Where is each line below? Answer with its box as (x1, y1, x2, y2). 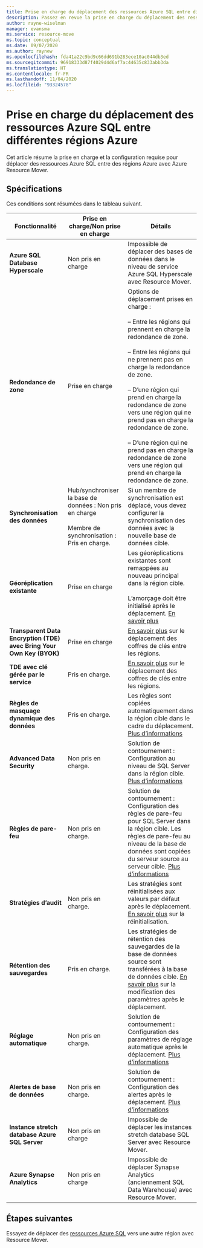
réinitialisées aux (127, 887, 175, 895)
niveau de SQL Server (127, 761, 190, 770)
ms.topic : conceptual (6, 37, 61, 43)
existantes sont (127, 556, 171, 564)
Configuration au (127, 754, 176, 762)
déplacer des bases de (127, 247, 193, 256)
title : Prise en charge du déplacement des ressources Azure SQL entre (6, 8, 190, 15)
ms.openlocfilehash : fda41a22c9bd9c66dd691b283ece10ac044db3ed (6, 54, 169, 60)
